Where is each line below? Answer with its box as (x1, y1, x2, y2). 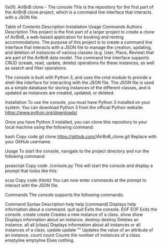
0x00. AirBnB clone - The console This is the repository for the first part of (5, 4, 154, 10)
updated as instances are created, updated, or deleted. (5, 90, 115, 96)
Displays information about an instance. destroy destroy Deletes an (5, 217, 139, 222)
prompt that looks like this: (5, 168, 58, 174)
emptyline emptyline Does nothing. (5, 237, 75, 243)
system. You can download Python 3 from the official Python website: (5, 104, 144, 110)
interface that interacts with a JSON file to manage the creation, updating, (5, 45, 152, 50)
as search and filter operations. (5, 65, 67, 71)
